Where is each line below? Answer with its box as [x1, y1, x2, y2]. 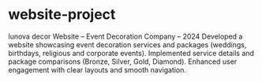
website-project [8, 6, 116, 24]
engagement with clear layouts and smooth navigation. [8, 65, 187, 74]
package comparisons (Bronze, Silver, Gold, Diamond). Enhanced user [8, 57, 238, 66]
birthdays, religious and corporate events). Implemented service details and [8, 48, 255, 58]
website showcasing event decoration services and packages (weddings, [8, 39, 247, 49]
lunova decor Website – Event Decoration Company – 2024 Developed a [8, 32, 243, 41]
